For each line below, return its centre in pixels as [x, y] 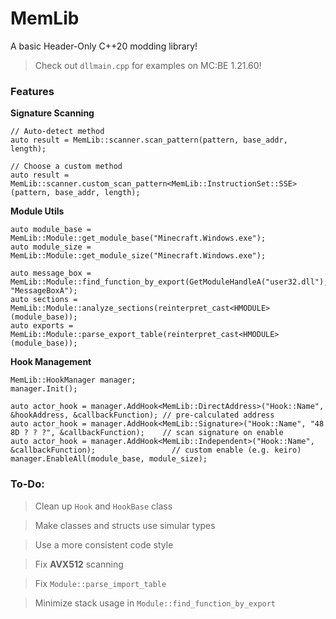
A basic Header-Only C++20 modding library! [104, 46]
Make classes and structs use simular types [125, 525]
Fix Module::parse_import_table [100, 583]
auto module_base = [51, 230]
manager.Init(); [44, 389]
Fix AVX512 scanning [79, 564]
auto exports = [42, 326]
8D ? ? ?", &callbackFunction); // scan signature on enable [147, 433]
